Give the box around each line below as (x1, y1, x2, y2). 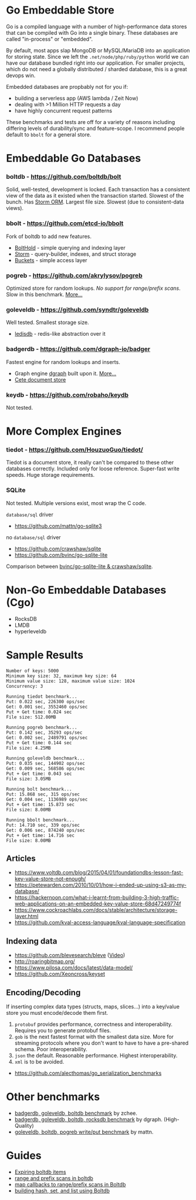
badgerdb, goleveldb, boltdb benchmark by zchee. (14, 1109, 138, 1117)
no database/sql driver (6, 533, 61, 541)
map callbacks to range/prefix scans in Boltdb (14, 1181, 126, 1188)
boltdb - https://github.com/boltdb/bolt (6, 173, 121, 181)
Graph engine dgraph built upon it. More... (14, 370, 117, 377)
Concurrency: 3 (6, 683, 43, 689)
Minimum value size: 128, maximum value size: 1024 (6, 678, 135, 684)
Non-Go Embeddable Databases (6, 583, 167, 597)
